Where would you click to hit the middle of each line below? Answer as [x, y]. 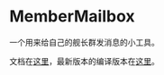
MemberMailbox [72, 17]
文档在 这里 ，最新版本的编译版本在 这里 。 [84, 61]
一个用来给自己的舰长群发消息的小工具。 [84, 42]
